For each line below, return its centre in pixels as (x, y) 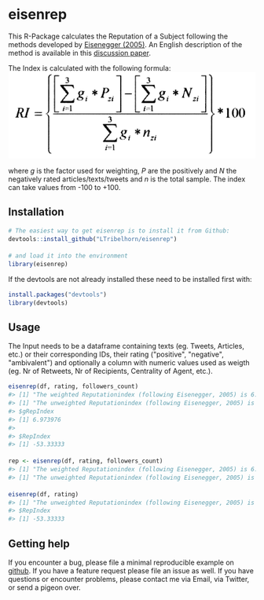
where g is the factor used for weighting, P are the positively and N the (123, 170)
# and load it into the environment (68, 256)
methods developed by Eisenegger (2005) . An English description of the (125, 44)
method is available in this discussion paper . (80, 53)
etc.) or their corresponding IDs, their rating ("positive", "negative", (116, 354)
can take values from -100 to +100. (64, 187)
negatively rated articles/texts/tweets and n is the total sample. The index (127, 179)
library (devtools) (38, 303)
